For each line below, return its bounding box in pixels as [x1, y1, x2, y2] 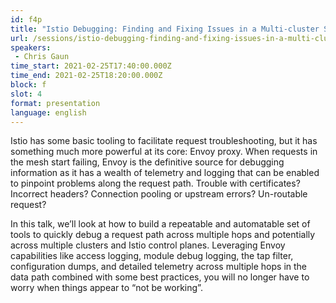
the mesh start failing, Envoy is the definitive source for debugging [10, 156, 285, 168]
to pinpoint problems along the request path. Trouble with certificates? [10, 177, 301, 190]
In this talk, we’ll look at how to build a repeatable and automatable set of [10, 218, 311, 230]
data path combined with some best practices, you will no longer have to [10, 271, 310, 283]
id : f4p [10, 14, 43, 25]
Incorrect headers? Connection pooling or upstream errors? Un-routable [10, 188, 308, 200]
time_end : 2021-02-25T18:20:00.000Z [10, 71, 163, 81]
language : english [10, 107, 87, 118]
